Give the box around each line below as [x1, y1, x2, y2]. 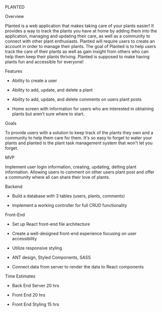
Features [5, 68, 23, 74]
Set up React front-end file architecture [12, 221, 90, 227]
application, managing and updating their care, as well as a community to [5, 33, 150, 39]
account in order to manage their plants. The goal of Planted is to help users [5, 44, 156, 49]
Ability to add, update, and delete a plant [12, 87, 93, 93]
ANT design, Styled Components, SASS [12, 254, 91, 260]
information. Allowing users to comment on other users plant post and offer [5, 169, 155, 175]
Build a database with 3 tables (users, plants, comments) [12, 193, 125, 199]
